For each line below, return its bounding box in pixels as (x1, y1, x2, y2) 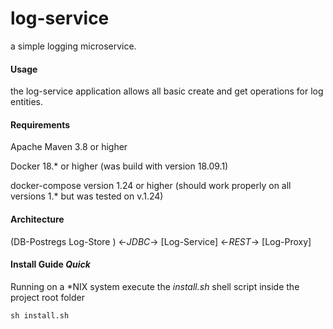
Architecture (10, 213, 65, 225)
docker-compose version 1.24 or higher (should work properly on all (10, 180, 292, 192)
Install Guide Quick (10, 258, 91, 271)
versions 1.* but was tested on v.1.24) (10, 190, 164, 202)
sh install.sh (10, 310, 70, 321)
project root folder (10, 291, 85, 303)
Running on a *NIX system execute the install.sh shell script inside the (10, 280, 300, 292)
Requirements (10, 118, 71, 131)
